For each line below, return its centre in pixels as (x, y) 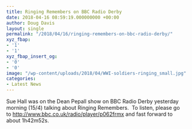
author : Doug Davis (31, 23)
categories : (21, 79)
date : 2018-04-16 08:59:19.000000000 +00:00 (63, 17)
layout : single (25, 28)
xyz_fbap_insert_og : (32, 56)
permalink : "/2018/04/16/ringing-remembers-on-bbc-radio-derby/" (89, 34)
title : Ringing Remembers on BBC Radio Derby (64, 12)
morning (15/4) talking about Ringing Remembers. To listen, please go (93, 108)
